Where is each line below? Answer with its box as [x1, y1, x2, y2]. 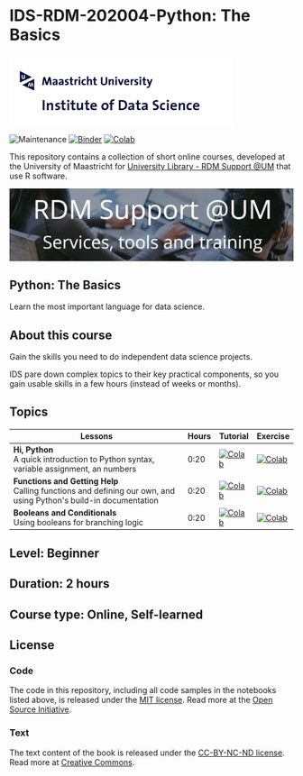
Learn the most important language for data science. [9, 301, 206, 312]
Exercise [256, 431, 290, 442]
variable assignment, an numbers [13, 463, 137, 474]
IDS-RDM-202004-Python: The [9, 5, 251, 26]
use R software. [9, 170, 68, 181]
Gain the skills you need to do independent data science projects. [9, 351, 252, 361]
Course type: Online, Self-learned [9, 607, 204, 622]
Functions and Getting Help [13, 475, 119, 487]
